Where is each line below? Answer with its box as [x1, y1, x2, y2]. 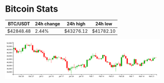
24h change [35, 21, 60, 27]
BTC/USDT [8, 21, 30, 27]
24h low [95, 21, 112, 27]
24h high [66, 21, 86, 27]
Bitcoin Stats [5, 3, 58, 15]
